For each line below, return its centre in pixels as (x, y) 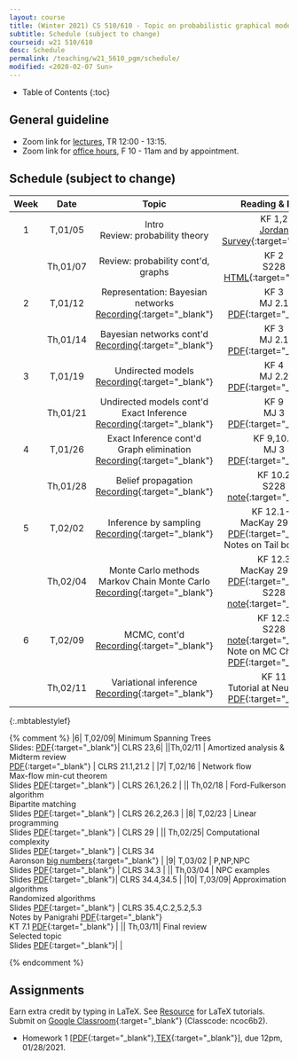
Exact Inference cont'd (154, 438)
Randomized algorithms (52, 898)
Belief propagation (154, 480)
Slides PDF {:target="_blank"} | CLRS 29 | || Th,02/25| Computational (134, 832)
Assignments (47, 990)
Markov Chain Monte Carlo (155, 581)
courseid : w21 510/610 (51, 42)
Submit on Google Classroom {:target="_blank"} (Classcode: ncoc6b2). (139, 1021)
